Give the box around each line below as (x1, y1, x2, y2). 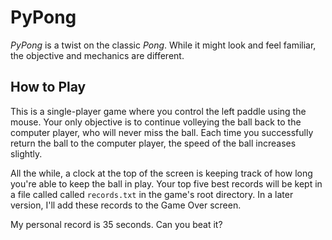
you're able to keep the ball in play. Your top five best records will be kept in (10, 177, 323, 190)
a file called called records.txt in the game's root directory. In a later (10, 188, 294, 200)
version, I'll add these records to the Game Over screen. (10, 199, 242, 211)
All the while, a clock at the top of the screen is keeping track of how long (10, 167, 313, 179)
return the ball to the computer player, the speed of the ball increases (10, 137, 297, 149)
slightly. (10, 147, 43, 160)
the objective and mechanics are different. (10, 49, 185, 61)
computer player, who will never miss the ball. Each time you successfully (10, 126, 314, 138)
